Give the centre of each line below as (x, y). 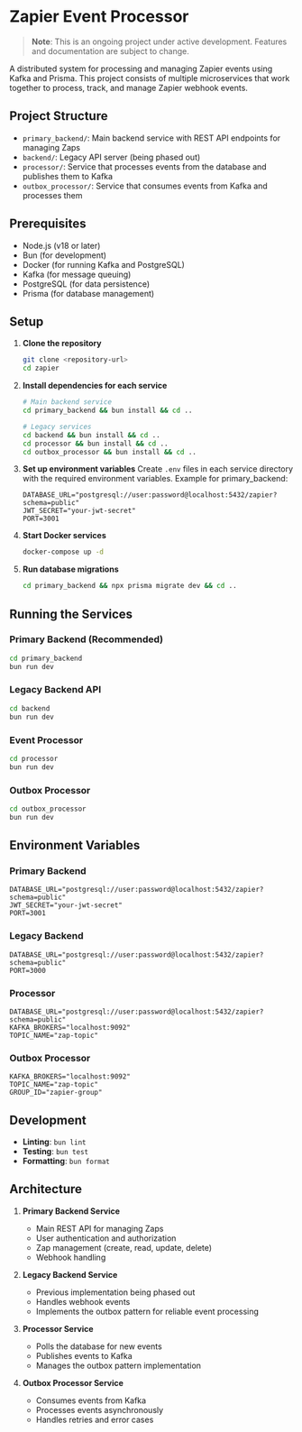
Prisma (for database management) (88, 293)
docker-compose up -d (63, 552)
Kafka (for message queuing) (77, 274)
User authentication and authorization (106, 1238)
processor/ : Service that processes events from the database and (145, 166)
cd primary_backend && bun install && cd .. (107, 410)
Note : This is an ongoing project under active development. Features (159, 41)
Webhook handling (71, 1257)
